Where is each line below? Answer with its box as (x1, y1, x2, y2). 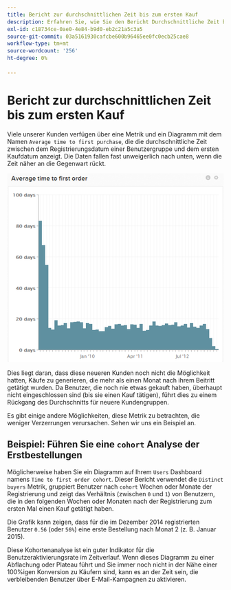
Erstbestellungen (7, 449, 82, 461)
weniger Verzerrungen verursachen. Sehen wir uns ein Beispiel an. (7, 418, 197, 427)
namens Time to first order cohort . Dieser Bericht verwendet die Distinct (7, 475, 223, 483)
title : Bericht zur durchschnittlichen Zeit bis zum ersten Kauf (7, 11, 198, 18)
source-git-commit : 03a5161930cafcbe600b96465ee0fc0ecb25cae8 (7, 33, 189, 40)
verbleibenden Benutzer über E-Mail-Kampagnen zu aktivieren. (7, 575, 187, 583)
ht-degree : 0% (7, 55, 48, 62)
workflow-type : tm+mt (7, 40, 69, 48)
